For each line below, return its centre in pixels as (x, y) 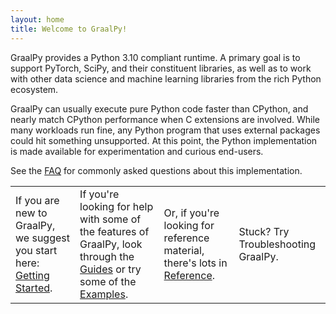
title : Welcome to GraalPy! (69, 29)
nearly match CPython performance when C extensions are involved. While (165, 119)
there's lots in (195, 263)
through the (107, 256)
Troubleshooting (277, 244)
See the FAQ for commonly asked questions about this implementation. (156, 170)
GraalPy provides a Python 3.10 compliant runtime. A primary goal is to (155, 57)
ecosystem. (34, 89)
